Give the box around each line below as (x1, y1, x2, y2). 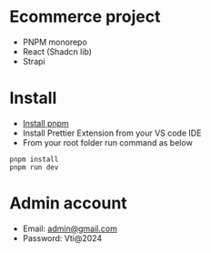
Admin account (9, 193, 127, 214)
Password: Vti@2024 (22, 232, 103, 243)
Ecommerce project (9, 6, 161, 27)
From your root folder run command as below (22, 137, 193, 147)
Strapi (22, 56, 45, 66)
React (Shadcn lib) (22, 46, 93, 56)
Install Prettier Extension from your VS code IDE (22, 127, 202, 138)
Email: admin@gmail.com (22, 223, 118, 234)
